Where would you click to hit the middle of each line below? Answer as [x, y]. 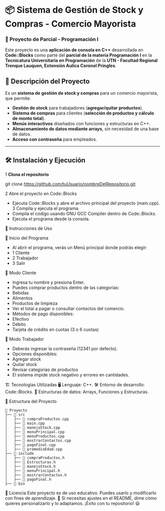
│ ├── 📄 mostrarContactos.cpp [38, 441]
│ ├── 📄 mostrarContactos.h [36, 475]
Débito [19, 325]
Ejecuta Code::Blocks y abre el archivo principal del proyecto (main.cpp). [86, 203]
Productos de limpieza [35, 303]
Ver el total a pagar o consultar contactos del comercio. [69, 309]
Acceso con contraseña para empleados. [55, 140]
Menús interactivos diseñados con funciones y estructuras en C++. [81, 124]
